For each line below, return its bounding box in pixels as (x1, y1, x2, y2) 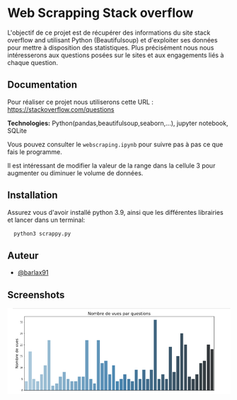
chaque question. (7, 58, 59, 66)
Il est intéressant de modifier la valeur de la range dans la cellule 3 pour (7, 161, 216, 170)
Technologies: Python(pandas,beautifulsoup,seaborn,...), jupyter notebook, (7, 119, 229, 127)
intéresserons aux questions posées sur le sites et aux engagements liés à (7, 51, 224, 59)
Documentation (7, 79, 78, 91)
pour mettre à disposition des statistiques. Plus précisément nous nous (7, 43, 214, 52)
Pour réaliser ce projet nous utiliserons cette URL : (7, 98, 154, 106)
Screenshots (7, 288, 65, 301)
